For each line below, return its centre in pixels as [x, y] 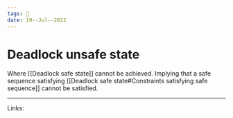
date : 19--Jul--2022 [37, 20]
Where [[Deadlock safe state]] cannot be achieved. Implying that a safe [109, 74]
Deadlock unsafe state [74, 54]
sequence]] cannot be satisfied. [53, 88]
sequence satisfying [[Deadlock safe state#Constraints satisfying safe [107, 81]
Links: [16, 108]
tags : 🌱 [18, 14]
